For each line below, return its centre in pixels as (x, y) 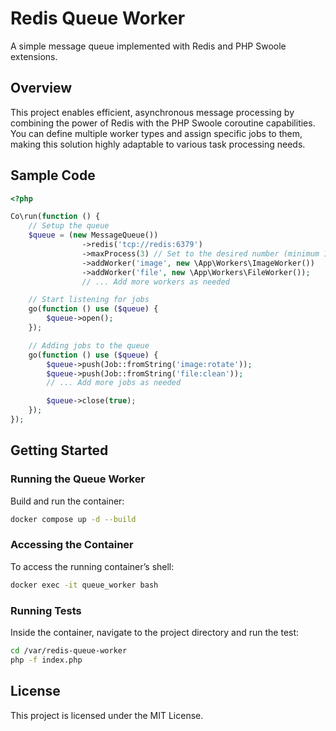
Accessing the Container (72, 545)
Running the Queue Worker (78, 479)
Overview (41, 88)
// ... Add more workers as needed (155, 282)
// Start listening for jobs (89, 300)
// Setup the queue (69, 226)
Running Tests (46, 610)
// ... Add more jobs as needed (114, 383)
